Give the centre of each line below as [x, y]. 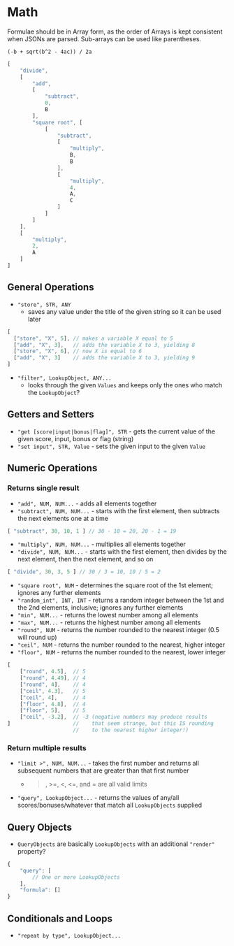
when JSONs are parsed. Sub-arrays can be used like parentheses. [104, 38]
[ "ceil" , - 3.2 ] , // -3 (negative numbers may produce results [114, 717]
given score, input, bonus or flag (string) [75, 438]
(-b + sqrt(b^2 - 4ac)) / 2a [50, 52]
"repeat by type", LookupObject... [69, 936]
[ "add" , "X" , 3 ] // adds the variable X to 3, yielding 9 [104, 358]
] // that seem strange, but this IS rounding [111, 724]
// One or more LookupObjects [76, 877]
